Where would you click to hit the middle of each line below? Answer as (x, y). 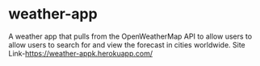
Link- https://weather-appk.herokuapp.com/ (81, 53)
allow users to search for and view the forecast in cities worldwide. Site (127, 44)
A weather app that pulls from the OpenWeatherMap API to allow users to (130, 36)
